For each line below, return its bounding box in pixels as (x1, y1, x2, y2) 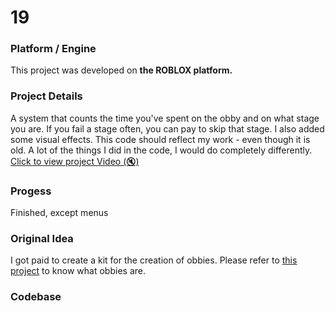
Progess (10, 184, 52, 198)
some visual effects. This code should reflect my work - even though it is (10, 133, 311, 145)
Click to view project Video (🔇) (10, 155, 140, 167)
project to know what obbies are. (10, 265, 146, 277)
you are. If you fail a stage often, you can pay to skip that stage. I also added (10, 122, 325, 135)
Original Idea (10, 232, 74, 245)
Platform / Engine (10, 42, 97, 56)
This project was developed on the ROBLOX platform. (10, 64, 233, 76)
